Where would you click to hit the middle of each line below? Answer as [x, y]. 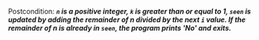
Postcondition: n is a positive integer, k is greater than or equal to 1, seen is [130, 11]
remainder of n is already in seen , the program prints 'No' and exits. [120, 28]
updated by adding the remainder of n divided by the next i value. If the [127, 20]
